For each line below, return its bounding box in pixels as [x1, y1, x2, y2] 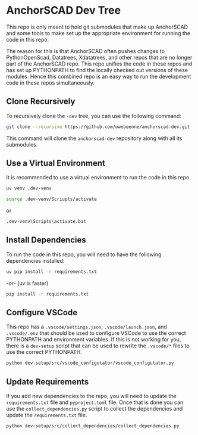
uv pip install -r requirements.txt [6, 269, 97, 275]
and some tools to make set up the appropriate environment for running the [6, 29, 191, 36]
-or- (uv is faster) [6, 279, 49, 287]
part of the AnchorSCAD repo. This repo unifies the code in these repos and [6, 60, 193, 67]
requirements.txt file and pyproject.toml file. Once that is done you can [6, 399, 184, 406]
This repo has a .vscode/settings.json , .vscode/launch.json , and [6, 323, 168, 331]
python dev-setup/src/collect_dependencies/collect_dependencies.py [6, 423, 180, 429]
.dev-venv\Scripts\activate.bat [6, 219, 86, 225]
